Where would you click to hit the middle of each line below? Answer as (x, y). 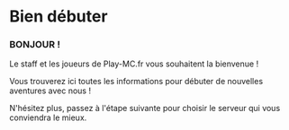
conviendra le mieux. (48, 117)
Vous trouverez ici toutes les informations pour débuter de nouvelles (136, 82)
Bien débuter (59, 17)
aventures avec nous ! (50, 91)
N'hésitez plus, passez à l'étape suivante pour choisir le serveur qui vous (145, 108)
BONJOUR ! (35, 45)
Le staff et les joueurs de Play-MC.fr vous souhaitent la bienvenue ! (134, 64)
